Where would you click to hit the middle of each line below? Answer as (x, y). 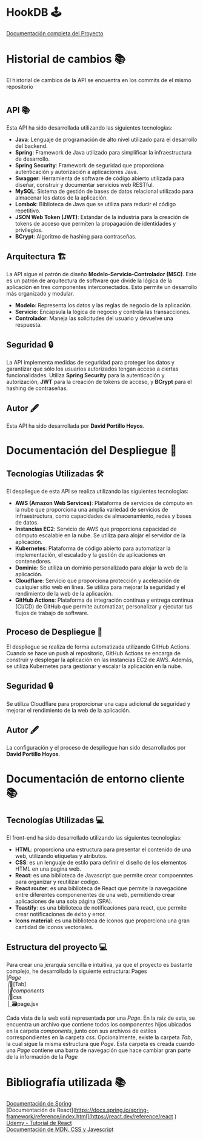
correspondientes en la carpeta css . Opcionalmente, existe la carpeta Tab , (99, 1037)
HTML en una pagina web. (48, 869)
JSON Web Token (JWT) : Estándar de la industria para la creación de (102, 217)
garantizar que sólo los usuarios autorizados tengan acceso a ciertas (92, 369)
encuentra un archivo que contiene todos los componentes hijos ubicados (99, 1025)
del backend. (31, 146)
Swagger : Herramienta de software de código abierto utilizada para (100, 178)
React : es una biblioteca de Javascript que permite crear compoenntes (104, 876)
